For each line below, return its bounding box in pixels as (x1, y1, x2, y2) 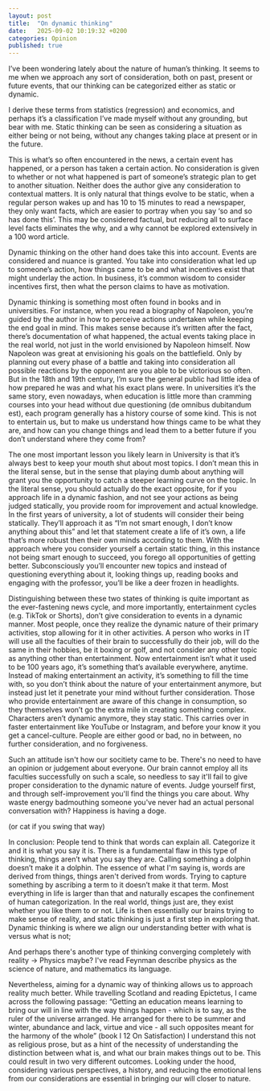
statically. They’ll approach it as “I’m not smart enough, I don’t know (8, 519, 233, 528)
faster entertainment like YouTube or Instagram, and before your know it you (8, 722, 261, 732)
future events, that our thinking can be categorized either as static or (8, 81, 236, 91)
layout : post (8, 11, 52, 20)
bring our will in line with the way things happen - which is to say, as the (8, 1006, 247, 1015)
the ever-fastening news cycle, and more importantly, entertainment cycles (8, 602, 257, 612)
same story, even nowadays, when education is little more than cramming (8, 391, 252, 401)
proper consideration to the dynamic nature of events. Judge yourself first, (8, 780, 256, 790)
